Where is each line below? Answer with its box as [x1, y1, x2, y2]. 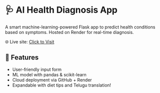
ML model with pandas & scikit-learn [12, 71, 87, 77]
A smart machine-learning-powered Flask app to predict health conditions [5, 24, 156, 30]
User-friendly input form [12, 66, 62, 72]
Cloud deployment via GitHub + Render [12, 77, 92, 83]
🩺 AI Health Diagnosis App [5, 4, 118, 16]
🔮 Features [5, 53, 39, 62]
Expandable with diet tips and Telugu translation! [12, 82, 111, 88]
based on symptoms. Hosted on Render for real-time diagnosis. [5, 29, 134, 35]
